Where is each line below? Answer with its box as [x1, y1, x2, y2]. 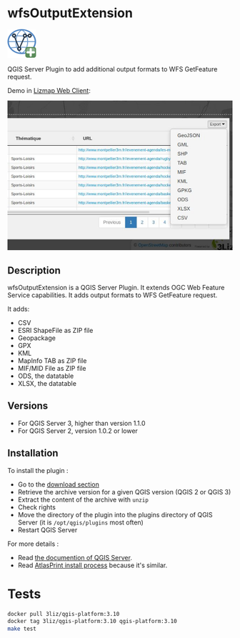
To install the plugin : [7, 466, 69, 474]
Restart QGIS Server [17, 525, 78, 534]
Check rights [17, 502, 56, 512]
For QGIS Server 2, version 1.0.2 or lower [17, 427, 138, 435]
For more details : [7, 539, 59, 548]
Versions [7, 400, 49, 412]
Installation [7, 447, 59, 459]
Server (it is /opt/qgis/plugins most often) [17, 518, 144, 527]
